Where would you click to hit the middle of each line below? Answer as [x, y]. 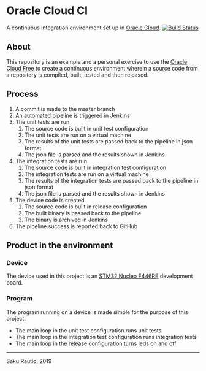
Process [22, 94]
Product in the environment [60, 245]
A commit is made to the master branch [65, 109]
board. [15, 283]
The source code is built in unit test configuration [86, 128]
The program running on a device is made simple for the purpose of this [97, 312]
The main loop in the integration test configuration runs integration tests [106, 337]
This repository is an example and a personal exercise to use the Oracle [97, 61]
